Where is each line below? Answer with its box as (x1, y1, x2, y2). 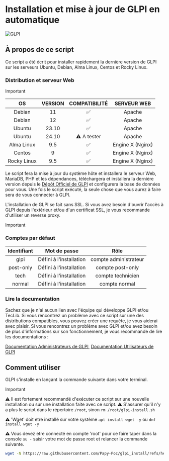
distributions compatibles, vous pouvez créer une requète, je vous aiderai (5, 318, 157, 324)
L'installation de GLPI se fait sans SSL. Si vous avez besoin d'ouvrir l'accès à (5, 202, 164, 208)
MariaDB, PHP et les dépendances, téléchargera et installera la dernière (5, 176, 154, 182)
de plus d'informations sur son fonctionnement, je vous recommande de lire (5, 328, 162, 334)
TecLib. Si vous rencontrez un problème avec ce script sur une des (5, 312, 144, 318)
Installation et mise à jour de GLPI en (5, 4, 160, 15)
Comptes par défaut (5, 234, 55, 241)
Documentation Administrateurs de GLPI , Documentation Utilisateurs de (5, 343, 154, 349)
